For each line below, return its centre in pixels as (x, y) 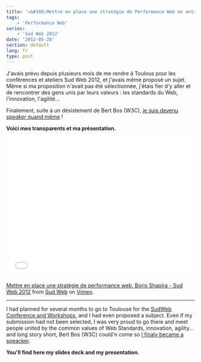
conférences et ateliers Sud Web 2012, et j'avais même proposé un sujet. (96, 80)
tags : (13, 17)
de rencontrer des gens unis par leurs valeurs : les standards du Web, (92, 92)
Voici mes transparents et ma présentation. (61, 128)
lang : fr (17, 51)
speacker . (19, 340)
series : (16, 28)
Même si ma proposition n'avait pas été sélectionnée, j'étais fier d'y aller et (98, 86)
